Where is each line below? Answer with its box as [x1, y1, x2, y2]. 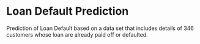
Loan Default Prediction [6, 4, 129, 18]
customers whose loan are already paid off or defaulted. [6, 31, 148, 38]
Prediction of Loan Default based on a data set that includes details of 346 [6, 24, 194, 32]
